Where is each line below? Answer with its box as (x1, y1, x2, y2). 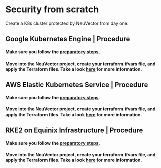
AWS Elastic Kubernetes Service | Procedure (5, 80, 148, 89)
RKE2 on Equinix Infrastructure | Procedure (5, 126, 143, 135)
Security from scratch (5, 4, 99, 15)
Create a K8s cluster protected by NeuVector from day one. (5, 20, 129, 26)
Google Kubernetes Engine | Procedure (5, 35, 130, 43)
